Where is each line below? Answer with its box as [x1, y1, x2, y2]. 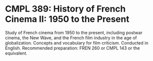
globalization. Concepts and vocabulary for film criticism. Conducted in [5, 40, 149, 46]
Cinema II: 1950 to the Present [5, 14, 130, 25]
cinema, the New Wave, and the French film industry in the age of [5, 35, 137, 41]
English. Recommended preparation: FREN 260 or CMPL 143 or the [5, 45, 140, 51]
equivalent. [5, 50, 28, 56]
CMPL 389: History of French [5, 3, 126, 15]
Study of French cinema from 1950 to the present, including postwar [5, 30, 143, 35]
